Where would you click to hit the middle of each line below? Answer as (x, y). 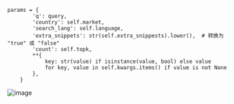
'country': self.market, (69, 22)
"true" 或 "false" (34, 43)
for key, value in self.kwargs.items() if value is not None (136, 68)
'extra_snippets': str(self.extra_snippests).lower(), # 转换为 (128, 36)
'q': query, (50, 16)
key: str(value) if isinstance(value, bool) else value (128, 61)
